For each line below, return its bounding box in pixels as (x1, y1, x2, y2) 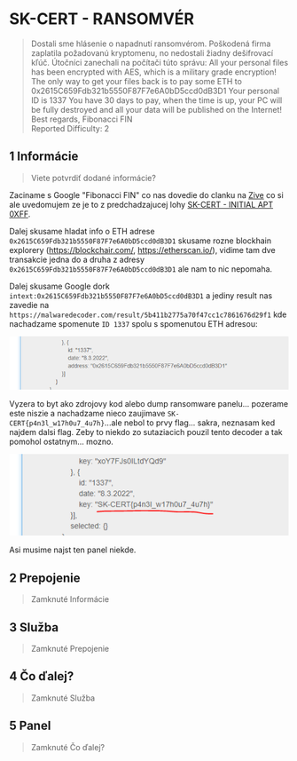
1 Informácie (9, 149, 79, 164)
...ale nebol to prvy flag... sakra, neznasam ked (104, 417, 276, 428)
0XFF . (9, 209, 31, 219)
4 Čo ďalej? (9, 669, 74, 684)
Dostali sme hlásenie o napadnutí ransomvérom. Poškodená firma (30, 38, 271, 49)
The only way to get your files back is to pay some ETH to (30, 75, 242, 86)
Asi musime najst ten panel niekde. (9, 544, 137, 555)
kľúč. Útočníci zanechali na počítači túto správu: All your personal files (30, 57, 289, 67)
